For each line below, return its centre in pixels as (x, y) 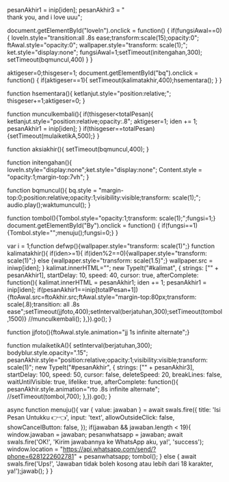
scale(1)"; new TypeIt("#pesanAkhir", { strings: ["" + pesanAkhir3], (101, 367)
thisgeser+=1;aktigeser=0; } (46, 101)
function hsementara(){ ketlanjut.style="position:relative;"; (89, 93)
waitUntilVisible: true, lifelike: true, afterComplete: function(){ (93, 382)
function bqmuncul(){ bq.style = (52, 190)
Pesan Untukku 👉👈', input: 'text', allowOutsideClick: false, (91, 417)
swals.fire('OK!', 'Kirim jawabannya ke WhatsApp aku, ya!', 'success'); (105, 442)
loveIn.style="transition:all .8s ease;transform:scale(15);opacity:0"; (105, 38)
